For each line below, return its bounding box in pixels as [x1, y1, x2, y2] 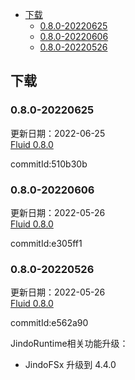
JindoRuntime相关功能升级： [10, 338, 129, 350]
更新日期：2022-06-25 [10, 127, 106, 139]
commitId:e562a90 [10, 317, 89, 329]
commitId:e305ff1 [10, 237, 83, 249]
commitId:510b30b [10, 158, 88, 170]
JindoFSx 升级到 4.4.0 [24, 359, 117, 371]
